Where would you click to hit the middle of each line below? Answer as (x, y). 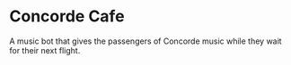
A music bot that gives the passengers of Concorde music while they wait (145, 41)
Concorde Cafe (67, 16)
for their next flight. (45, 50)
